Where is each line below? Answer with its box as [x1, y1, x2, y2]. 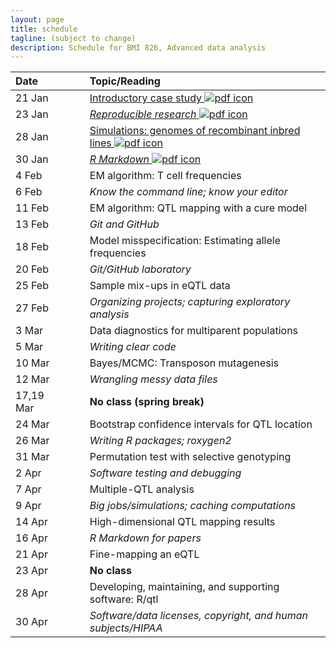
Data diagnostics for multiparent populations [89, 324, 299, 338]
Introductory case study [89, 91, 203, 105]
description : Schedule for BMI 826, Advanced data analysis [10, 42, 267, 53]
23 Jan [15, 107, 49, 121]
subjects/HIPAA [89, 621, 163, 635]
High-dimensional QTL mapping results [89, 515, 276, 529]
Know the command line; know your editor [89, 185, 288, 199]
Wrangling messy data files [89, 372, 218, 386]
